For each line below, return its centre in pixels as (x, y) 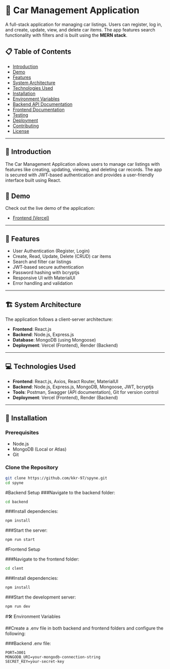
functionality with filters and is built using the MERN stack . (66, 35)
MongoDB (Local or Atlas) (39, 449)
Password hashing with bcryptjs (46, 273)
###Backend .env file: (28, 643)
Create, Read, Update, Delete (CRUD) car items (62, 256)
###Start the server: (27, 530)
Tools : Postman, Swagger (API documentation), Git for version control (86, 392)
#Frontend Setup (23, 549)
